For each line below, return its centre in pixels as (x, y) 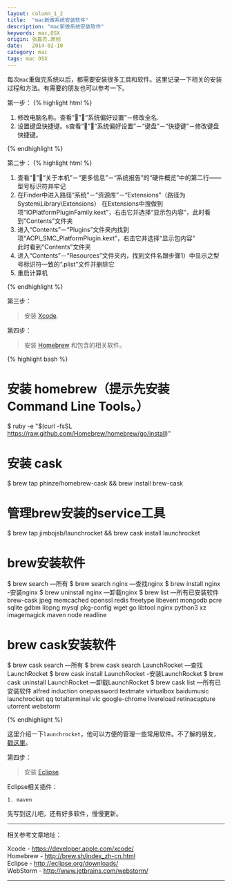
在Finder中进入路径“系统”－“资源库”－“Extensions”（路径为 (101, 195)
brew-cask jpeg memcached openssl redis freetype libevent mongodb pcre (115, 600)
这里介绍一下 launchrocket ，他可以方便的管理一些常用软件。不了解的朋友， (113, 734)
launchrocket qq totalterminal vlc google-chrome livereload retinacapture (112, 699)
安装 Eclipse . (42, 772)
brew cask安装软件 (62, 645)
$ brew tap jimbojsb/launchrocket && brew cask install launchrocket (104, 533)
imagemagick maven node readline (57, 614)
